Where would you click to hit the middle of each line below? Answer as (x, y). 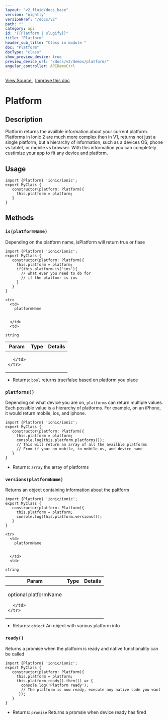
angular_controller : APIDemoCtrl (40, 66)
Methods (20, 218)
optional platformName (35, 594)
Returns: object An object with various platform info (66, 626)
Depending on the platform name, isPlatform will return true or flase (75, 242)
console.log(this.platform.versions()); (59, 517)
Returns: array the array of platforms (51, 467)
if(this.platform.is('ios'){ (47, 269)
